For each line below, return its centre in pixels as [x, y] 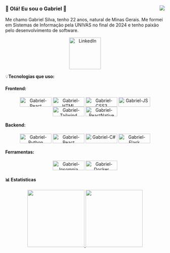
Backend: [15, 125]
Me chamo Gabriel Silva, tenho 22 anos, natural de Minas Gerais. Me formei [84, 20]
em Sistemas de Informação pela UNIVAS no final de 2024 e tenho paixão [82, 25]
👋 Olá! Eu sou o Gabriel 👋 [36, 9]
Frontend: [16, 88]
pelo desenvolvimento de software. [42, 30]
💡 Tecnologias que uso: [30, 77]
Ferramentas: [20, 152]
